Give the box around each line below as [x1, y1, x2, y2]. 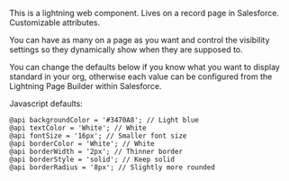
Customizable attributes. [9, 17, 101, 28]
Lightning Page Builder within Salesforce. [9, 81, 162, 91]
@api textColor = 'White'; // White [9, 123, 147, 132]
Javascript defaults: [9, 98, 83, 109]
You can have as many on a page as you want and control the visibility [9, 35, 270, 45]
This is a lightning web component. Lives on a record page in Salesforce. [9, 8, 279, 18]
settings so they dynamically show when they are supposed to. [9, 44, 243, 55]
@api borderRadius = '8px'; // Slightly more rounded [9, 163, 216, 172]
